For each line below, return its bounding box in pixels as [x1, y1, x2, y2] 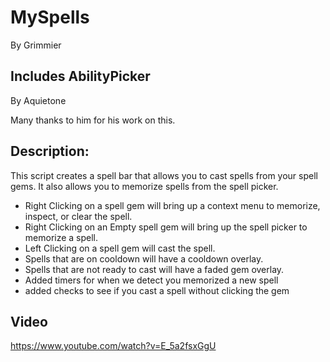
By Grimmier [10, 39, 62, 51]
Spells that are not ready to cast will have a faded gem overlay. [24, 263, 285, 275]
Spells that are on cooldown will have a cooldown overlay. [24, 252, 264, 265]
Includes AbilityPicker [10, 68, 151, 85]
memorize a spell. [24, 231, 99, 243]
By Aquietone [10, 94, 67, 106]
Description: [10, 143, 90, 160]
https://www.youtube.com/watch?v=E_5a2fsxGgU [10, 340, 217, 352]
